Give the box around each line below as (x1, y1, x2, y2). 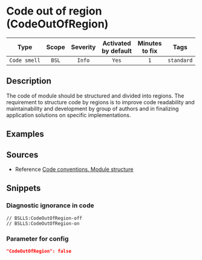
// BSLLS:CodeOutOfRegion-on (6, 220, 80, 227)
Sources (6, 150, 39, 160)
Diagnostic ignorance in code (6, 201, 94, 210)
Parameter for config (6, 235, 69, 243)
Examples (6, 129, 44, 139)
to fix (142, 47, 158, 55)
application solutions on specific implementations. (6, 111, 131, 119)
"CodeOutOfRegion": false (6, 248, 71, 254)
